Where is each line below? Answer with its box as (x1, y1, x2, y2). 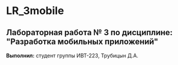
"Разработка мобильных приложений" (6, 36, 159, 46)
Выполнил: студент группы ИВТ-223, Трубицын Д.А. (6, 52, 139, 59)
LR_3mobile (6, 4, 64, 18)
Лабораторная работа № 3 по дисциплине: (6, 28, 173, 37)
